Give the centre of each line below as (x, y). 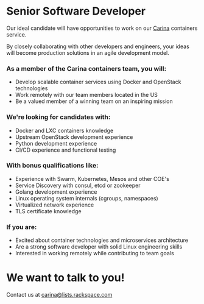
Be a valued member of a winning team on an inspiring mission (94, 101)
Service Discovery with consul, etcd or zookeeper (78, 185)
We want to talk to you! (65, 278)
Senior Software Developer (76, 11)
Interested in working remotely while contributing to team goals (95, 253)
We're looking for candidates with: (58, 117)
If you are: (22, 227)
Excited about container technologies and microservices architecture (102, 240)
